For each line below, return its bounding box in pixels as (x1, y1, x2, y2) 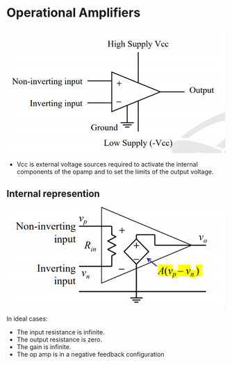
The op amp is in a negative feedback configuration (16, 350, 165, 359)
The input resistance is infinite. (16, 328, 105, 337)
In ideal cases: (6, 314, 48, 323)
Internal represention (6, 187, 100, 199)
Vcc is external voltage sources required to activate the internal (16, 160, 199, 169)
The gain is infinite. (16, 343, 72, 351)
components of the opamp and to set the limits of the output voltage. (16, 168, 214, 176)
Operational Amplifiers (6, 5, 141, 21)
